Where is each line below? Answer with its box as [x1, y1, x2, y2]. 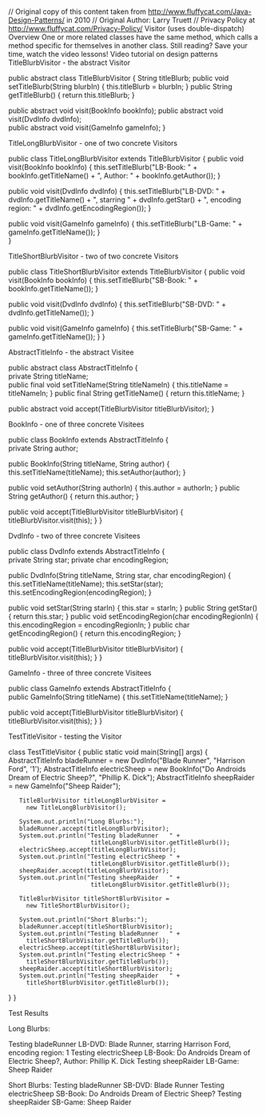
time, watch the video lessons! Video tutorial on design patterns [8, 50, 218, 58]
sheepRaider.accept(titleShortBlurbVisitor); [18, 965, 173, 973]
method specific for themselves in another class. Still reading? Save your [8, 41, 248, 50]
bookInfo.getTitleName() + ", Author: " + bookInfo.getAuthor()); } [8, 171, 221, 180]
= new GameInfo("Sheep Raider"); [8, 781, 121, 791]
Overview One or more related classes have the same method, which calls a [8, 32, 258, 42]
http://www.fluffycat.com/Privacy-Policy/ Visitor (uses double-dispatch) [8, 24, 245, 33]
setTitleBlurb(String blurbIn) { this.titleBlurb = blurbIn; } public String [8, 82, 233, 91]
